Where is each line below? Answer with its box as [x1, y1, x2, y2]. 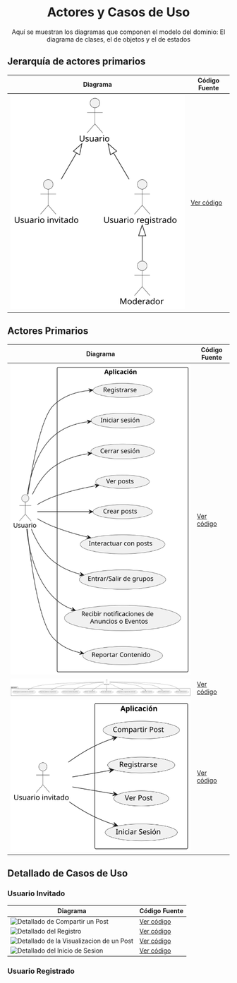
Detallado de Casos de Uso [7, 867, 128, 879]
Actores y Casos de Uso [47, 4, 190, 20]
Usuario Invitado [7, 888, 66, 898]
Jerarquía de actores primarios [7, 56, 146, 68]
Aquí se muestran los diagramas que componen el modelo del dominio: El [11, 28, 226, 36]
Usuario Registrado [7, 966, 75, 976]
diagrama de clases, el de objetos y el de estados [47, 35, 190, 43]
